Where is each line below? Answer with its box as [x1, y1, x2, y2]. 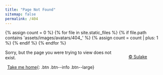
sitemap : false [5, 12, 36, 17]
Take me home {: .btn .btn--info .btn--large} [7, 64, 94, 70]
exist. [5, 55, 16, 61]
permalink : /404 [5, 16, 38, 21]
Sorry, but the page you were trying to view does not [5, 50, 112, 55]
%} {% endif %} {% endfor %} [5, 40, 67, 46]
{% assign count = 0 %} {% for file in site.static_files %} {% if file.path [5, 30, 147, 36]
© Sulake [128, 54, 147, 60]
